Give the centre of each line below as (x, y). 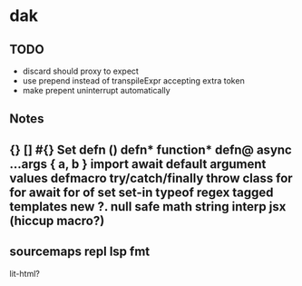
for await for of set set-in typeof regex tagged (141, 192)
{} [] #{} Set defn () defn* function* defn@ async (151, 149)
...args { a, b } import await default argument (138, 164)
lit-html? (25, 273)
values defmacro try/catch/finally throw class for (151, 178)
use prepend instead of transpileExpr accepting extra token (133, 81)
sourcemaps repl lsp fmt (80, 252)
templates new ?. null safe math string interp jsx (148, 207)
